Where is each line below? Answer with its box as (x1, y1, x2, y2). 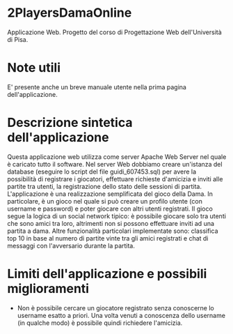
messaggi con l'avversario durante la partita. (7, 241, 136, 250)
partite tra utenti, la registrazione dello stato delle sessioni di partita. (7, 182, 202, 190)
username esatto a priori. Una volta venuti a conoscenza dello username (17, 311, 226, 319)
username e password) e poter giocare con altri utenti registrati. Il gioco (7, 204, 214, 213)
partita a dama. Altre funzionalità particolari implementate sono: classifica (7, 227, 218, 235)
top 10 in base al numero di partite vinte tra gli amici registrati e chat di (7, 234, 209, 242)
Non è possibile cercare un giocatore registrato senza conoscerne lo (17, 303, 214, 312)
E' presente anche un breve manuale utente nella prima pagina (7, 82, 186, 91)
